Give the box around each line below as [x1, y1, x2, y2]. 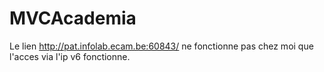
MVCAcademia [9, 7, 137, 30]
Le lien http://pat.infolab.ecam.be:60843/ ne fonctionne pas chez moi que [9, 40, 314, 52]
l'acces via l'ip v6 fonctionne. [9, 50, 131, 62]
